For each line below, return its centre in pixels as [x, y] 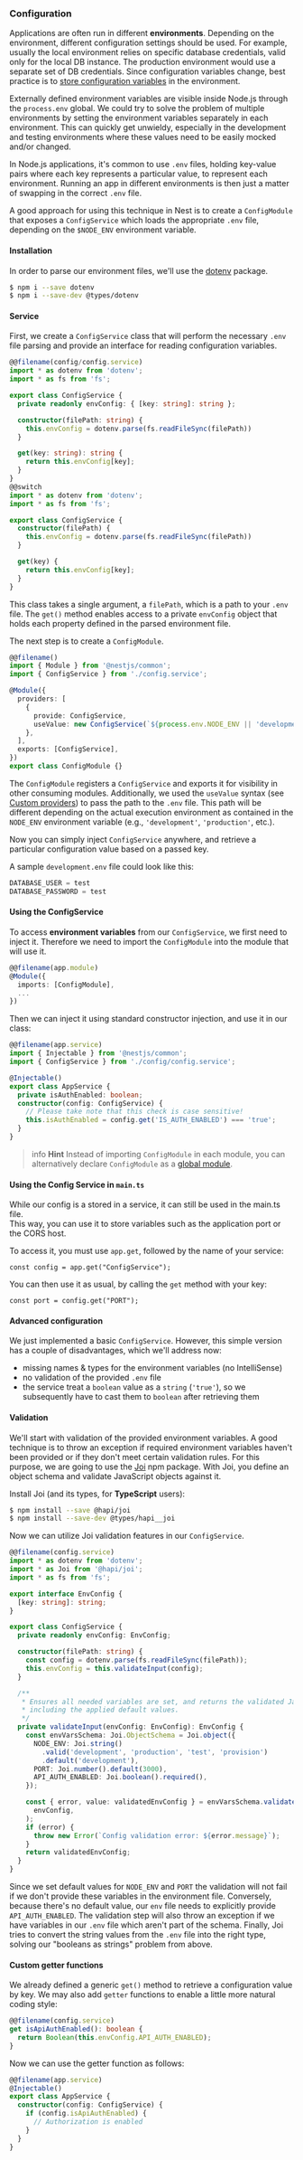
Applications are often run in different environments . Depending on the [142, 33]
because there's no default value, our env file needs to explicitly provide [143, 1906]
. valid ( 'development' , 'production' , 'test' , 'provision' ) [155, 1752]
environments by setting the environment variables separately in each [139, 118]
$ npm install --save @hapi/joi [70, 1510]
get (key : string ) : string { [70, 453]
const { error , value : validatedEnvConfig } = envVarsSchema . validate [161, 1802]
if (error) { [50, 1827]
